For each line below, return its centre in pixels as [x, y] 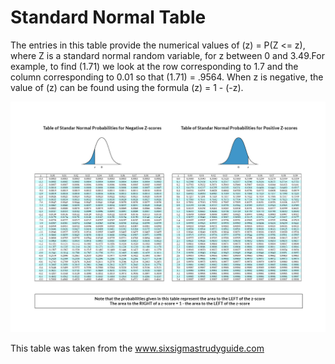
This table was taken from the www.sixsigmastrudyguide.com [137, 348]
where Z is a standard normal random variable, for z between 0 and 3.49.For [167, 55]
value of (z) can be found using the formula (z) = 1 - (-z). [127, 87]
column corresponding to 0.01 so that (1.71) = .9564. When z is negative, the [167, 77]
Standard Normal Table [108, 17]
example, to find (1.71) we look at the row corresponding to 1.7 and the [154, 66]
